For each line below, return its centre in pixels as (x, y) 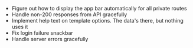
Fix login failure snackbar (42, 33)
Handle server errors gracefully (50, 39)
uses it (20, 27)
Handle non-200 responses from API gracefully (69, 14)
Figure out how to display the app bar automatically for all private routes (99, 8)
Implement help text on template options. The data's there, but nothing (98, 21)
